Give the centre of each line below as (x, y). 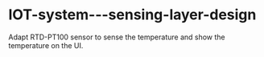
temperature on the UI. (46, 45)
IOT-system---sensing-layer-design (132, 15)
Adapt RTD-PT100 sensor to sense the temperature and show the (117, 37)
